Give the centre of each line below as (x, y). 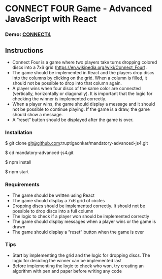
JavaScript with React (51, 19)
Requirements (22, 185)
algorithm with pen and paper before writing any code (67, 271)
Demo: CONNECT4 (28, 34)
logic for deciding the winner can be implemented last (67, 260)
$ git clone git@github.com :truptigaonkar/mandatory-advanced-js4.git (77, 143)
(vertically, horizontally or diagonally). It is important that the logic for (82, 93)
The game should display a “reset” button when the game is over (78, 232)
